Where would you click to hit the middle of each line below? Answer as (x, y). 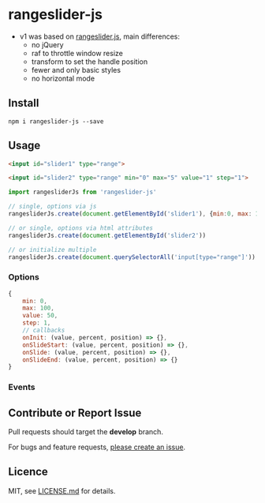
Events (22, 387)
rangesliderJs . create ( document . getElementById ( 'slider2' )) (107, 235)
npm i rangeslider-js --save (56, 121)
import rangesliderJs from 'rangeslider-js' (82, 192)
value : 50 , (40, 316)
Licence (28, 472)
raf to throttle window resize (77, 53)
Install (24, 103)
